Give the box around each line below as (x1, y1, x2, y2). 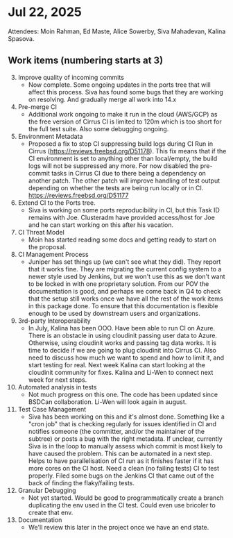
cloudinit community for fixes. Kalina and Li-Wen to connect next (28, 368, 214, 376)
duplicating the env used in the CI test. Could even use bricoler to (28, 501, 216, 509)
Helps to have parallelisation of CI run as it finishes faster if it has (28, 456, 214, 465)
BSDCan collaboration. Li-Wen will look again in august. (28, 397, 187, 406)
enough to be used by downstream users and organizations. (28, 309, 200, 317)
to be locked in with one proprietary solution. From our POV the (28, 279, 209, 288)
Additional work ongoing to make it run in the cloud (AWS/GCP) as (28, 110, 218, 118)
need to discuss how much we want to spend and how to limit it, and (28, 353, 225, 362)
